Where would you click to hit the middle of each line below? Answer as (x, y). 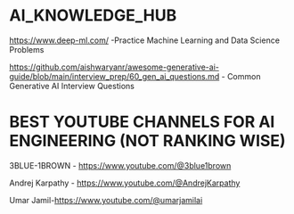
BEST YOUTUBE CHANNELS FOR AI (142, 122)
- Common (241, 76)
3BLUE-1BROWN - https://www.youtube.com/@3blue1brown (120, 165)
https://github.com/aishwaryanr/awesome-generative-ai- (114, 67)
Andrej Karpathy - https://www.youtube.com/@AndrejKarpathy (125, 183)
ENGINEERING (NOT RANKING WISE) (148, 141)
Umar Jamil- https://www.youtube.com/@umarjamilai (106, 200)
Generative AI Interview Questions (72, 86)
